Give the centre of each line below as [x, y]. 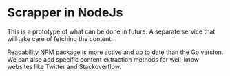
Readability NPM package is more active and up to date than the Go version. [115, 52]
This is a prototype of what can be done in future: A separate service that [111, 31]
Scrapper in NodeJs [65, 13]
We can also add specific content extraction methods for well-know [103, 59]
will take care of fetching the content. [60, 38]
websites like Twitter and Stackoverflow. [64, 66]
